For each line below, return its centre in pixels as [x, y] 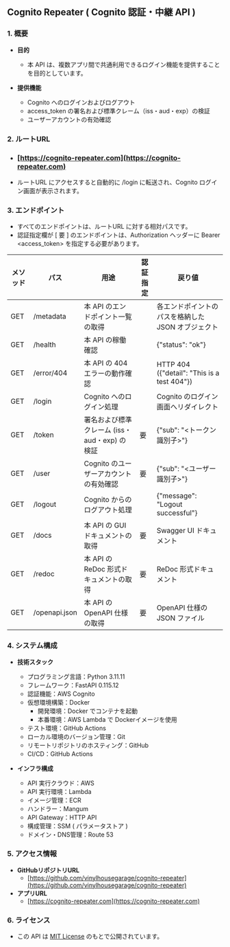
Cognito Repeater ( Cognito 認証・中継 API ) [102, 12]
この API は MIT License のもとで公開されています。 [90, 937]
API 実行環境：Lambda [59, 791]
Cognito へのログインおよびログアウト [81, 102]
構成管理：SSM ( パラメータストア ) [77, 825]
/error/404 [50, 373]
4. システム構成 [33, 646]
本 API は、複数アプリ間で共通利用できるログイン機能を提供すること [124, 65]
